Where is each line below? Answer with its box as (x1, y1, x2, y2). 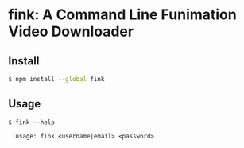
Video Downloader (8, 22, 134, 41)
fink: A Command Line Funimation (8, 6, 237, 24)
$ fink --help (8, 118, 56, 127)
